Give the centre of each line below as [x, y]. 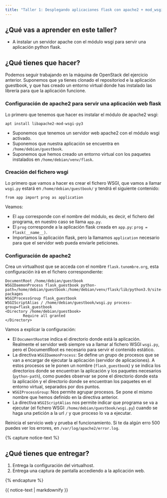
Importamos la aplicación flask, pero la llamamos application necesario [86, 238]
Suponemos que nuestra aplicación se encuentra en [66, 143]
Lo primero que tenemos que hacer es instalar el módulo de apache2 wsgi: [82, 115]
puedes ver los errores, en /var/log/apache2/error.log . [62, 428]
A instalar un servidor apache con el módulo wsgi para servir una [79, 42]
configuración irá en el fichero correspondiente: [54, 272]
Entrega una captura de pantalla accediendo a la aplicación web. [79, 471]
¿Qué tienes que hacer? [43, 63]
